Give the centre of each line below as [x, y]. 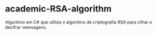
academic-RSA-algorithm [58, 9]
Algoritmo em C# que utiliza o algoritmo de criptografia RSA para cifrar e [78, 22]
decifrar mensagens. [26, 27]
